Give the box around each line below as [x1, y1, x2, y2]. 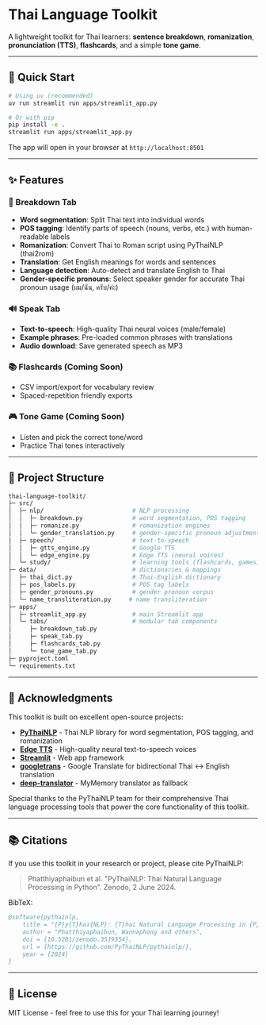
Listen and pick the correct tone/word [19, 432, 143, 441]
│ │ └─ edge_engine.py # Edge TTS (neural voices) [8, 551, 225, 559]
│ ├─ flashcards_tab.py [8, 640, 101, 648]
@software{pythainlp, [8, 913, 80, 922]
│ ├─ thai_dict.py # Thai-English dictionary [8, 573, 222, 581]
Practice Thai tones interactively [19, 441, 125, 450]
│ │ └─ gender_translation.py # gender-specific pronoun [8, 529, 222, 537]
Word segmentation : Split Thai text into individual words [19, 214, 205, 224]
